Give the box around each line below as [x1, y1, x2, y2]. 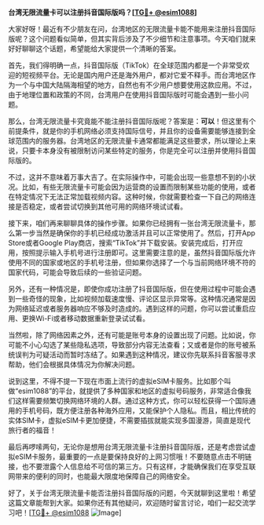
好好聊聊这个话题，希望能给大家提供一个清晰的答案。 [8, 44, 181, 53]
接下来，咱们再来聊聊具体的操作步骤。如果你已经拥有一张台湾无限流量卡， [8, 219, 249, 228]
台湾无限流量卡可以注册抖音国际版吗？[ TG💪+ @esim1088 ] [8, 8, 198, 16]
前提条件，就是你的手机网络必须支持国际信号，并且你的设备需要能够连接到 [8, 126, 249, 136]
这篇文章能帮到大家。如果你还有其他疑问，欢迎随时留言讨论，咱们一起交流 [8, 498, 249, 507]
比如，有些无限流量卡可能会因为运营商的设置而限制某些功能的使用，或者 [21, 182, 256, 191]
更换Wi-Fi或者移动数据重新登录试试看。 [21, 314, 150, 323]
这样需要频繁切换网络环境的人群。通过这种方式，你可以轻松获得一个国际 [14, 396, 249, 405]
